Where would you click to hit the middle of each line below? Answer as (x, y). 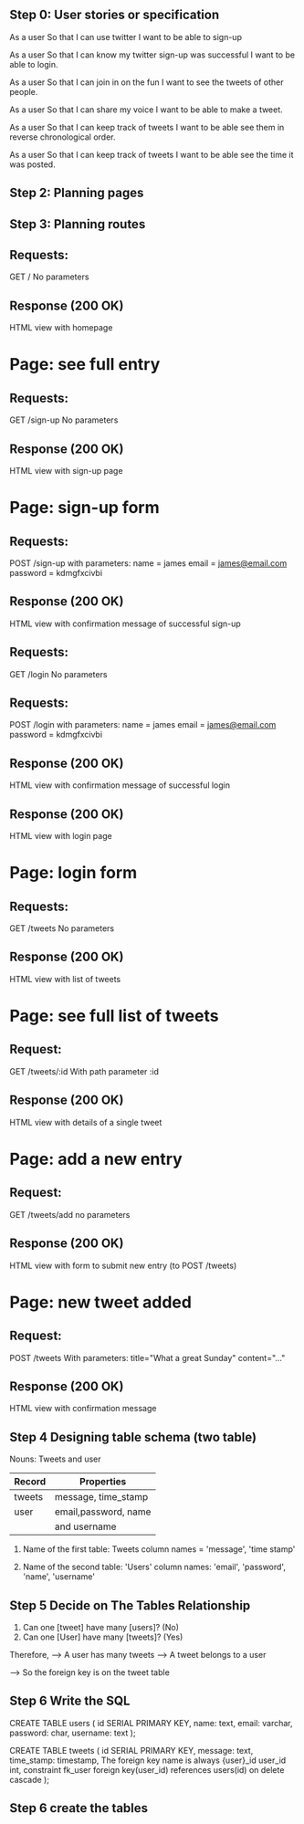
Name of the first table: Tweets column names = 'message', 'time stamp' (159, 1549)
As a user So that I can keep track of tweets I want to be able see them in (147, 127)
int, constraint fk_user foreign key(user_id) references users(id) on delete (147, 1769)
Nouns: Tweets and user (56, 1459)
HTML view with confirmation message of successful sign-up (126, 624)
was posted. (33, 164)
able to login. (34, 64)
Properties (103, 1482)
